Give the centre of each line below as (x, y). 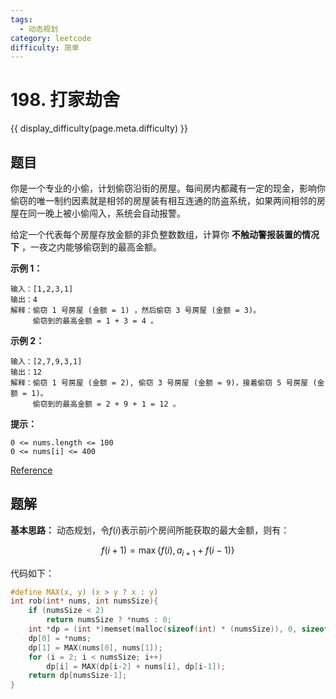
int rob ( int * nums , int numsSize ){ (84, 601)
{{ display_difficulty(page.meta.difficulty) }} (99, 128)
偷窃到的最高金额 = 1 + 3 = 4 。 (95, 321)
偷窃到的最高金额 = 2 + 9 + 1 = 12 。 (106, 404)
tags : (21, 19)
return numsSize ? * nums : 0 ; (109, 620)
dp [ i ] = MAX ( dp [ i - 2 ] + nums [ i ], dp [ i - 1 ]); (136, 666)
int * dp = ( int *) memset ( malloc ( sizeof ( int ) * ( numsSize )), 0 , (163, 629)
